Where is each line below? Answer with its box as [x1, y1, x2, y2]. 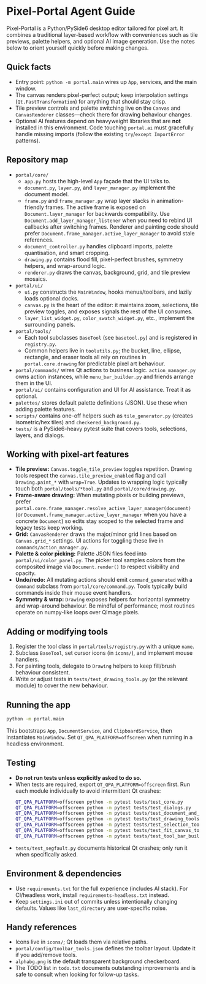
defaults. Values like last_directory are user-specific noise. [15, 904, 167, 912]
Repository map [6, 154, 69, 165]
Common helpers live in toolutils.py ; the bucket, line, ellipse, [24, 346, 182, 354]
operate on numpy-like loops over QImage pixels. [15, 609, 140, 616]
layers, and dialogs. [15, 431, 65, 439]
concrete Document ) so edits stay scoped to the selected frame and [15, 517, 184, 525]
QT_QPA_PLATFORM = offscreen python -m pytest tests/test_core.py [15, 799, 183, 805]
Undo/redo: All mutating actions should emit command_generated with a [15, 576, 193, 584]
